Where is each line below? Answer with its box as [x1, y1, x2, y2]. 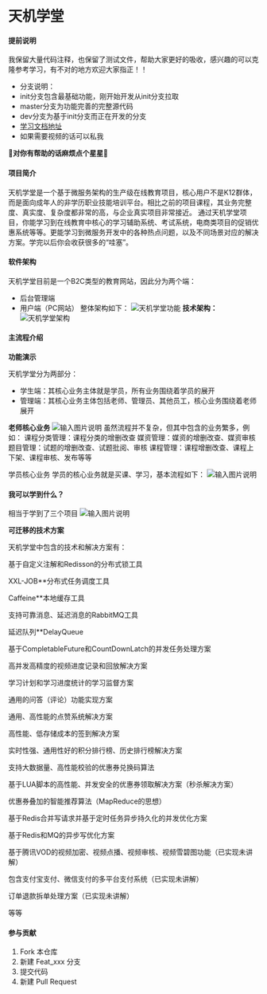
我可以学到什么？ [8, 489, 64, 499]
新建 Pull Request [19, 977, 77, 987]
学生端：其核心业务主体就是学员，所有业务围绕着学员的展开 [19, 386, 215, 395]
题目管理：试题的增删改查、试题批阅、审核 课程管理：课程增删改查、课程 [8, 443, 247, 452]
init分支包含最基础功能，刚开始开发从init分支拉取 [19, 92, 180, 101]
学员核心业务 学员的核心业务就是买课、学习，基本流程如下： [8, 469, 205, 479]
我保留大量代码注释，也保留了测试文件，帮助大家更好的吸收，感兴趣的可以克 [8, 55, 259, 65]
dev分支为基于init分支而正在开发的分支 [19, 112, 147, 121]
